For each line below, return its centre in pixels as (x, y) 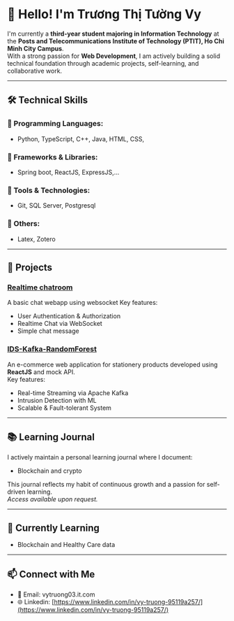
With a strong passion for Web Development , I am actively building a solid (114, 56)
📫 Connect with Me (51, 574)
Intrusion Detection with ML (57, 400)
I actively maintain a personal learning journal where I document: (100, 457)
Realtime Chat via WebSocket (60, 324)
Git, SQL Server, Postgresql (56, 206)
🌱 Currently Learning (53, 528)
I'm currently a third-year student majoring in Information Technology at (113, 34)
